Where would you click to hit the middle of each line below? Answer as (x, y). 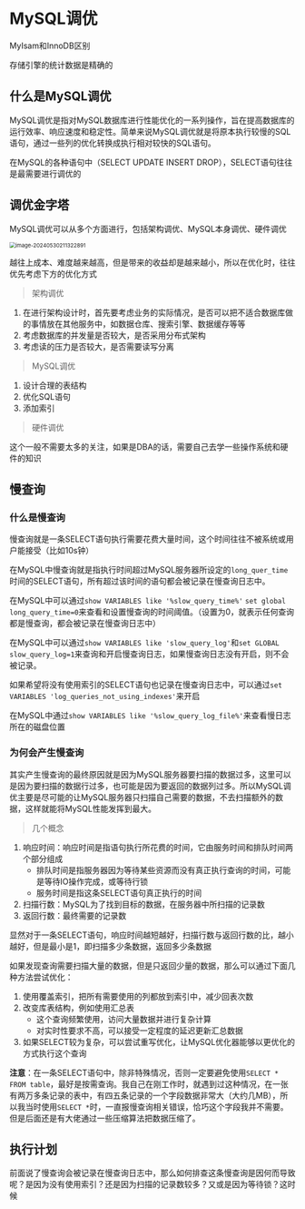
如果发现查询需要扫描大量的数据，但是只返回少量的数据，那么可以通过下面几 (152, 965)
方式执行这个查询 (54, 1053)
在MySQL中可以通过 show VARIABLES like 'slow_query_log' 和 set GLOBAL (144, 643)
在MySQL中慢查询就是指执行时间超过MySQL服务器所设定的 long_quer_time (149, 570)
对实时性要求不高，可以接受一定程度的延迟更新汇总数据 (139, 1031)
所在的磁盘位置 (37, 727)
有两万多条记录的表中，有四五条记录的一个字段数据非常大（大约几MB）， (145, 1095)
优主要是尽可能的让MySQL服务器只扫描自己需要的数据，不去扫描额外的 (143, 797)
